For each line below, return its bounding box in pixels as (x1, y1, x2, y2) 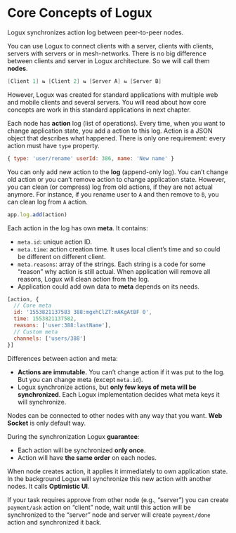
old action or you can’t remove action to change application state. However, (7, 175, 226, 183)
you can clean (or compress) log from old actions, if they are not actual (7, 183, 213, 191)
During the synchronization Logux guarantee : (7, 432, 140, 440)
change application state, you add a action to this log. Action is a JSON (7, 126, 213, 135)
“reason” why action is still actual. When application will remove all (17, 267, 211, 275)
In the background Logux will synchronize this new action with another (7, 474, 212, 482)
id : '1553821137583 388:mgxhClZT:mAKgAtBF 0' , (13, 309, 152, 316)
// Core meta (13, 302, 52, 310)
